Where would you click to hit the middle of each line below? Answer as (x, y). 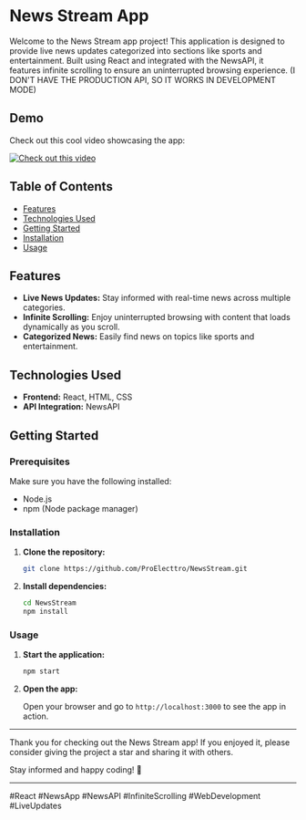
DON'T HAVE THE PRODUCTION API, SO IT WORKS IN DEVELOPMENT (143, 79)
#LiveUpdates (36, 805)
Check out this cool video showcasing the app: (97, 140)
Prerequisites (40, 462)
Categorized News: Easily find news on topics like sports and (138, 337)
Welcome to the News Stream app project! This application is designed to (147, 41)
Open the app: (50, 689)
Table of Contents (61, 187)
